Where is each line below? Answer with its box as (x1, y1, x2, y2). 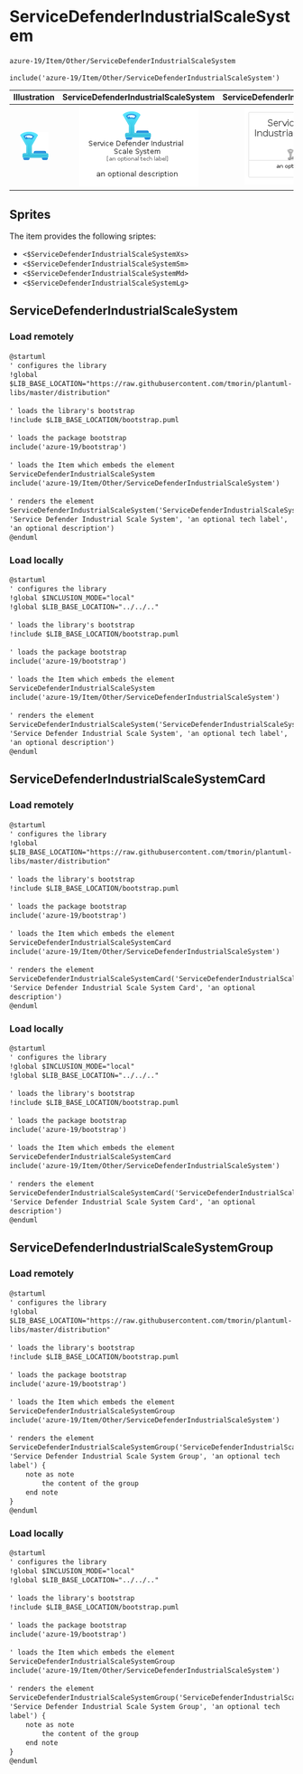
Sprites (9, 206, 51, 222)
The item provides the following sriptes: (9, 231, 157, 241)
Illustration (13, 92, 56, 103)
